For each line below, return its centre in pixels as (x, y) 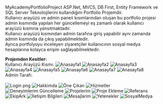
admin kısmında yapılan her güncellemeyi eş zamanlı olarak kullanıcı (75, 23)
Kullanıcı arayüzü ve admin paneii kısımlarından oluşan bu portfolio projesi (81, 18)
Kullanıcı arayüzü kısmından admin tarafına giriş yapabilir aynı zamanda (78, 34)
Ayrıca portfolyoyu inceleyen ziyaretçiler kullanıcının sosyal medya (73, 44)
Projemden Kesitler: (26, 59)
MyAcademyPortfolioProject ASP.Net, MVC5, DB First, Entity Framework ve (82, 7)
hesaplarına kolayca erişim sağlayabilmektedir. (53, 50)
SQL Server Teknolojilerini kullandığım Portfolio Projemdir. (64, 12)
